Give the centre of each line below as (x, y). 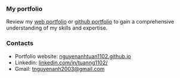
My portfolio (24, 9)
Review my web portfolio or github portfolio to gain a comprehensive (90, 22)
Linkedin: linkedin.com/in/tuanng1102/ (61, 62)
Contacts (20, 43)
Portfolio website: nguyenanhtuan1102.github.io (73, 56)
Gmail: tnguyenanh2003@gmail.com (60, 69)
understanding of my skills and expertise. (57, 28)
